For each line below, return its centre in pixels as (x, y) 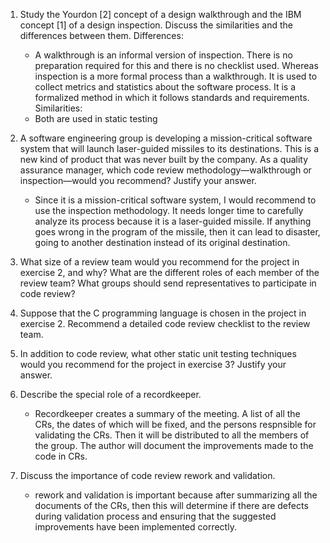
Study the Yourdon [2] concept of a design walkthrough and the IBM (160, 14)
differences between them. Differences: (101, 35)
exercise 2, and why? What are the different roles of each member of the (169, 272)
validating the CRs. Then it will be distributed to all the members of (172, 435)
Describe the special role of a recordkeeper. (110, 394)
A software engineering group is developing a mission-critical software (166, 138)
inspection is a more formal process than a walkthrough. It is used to (176, 76)
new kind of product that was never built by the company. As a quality (164, 159)
